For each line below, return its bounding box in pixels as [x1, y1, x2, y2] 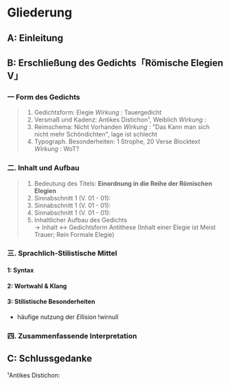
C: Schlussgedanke [7, 353, 93, 364]
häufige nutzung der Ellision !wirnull [16, 312, 119, 320]
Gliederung [7, 5, 73, 21]
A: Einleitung [7, 32, 64, 44]
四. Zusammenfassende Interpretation [7, 331, 137, 340]
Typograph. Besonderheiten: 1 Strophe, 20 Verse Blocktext [34, 137, 200, 145]
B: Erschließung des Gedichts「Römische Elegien [7, 57, 224, 69]
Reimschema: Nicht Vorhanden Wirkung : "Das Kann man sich [34, 123, 210, 131]
